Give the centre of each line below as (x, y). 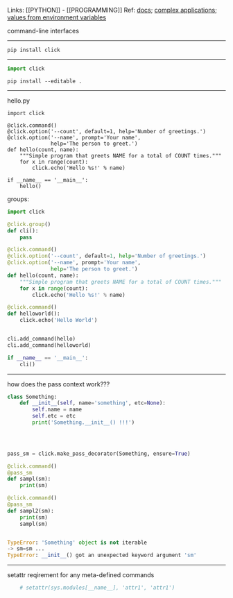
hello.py (18, 101)
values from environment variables (57, 17)
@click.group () (29, 224)
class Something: (32, 397)
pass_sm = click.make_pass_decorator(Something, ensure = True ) (99, 454)
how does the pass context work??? (59, 384)
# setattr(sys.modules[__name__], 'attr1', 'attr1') (97, 588)
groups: (18, 199)
